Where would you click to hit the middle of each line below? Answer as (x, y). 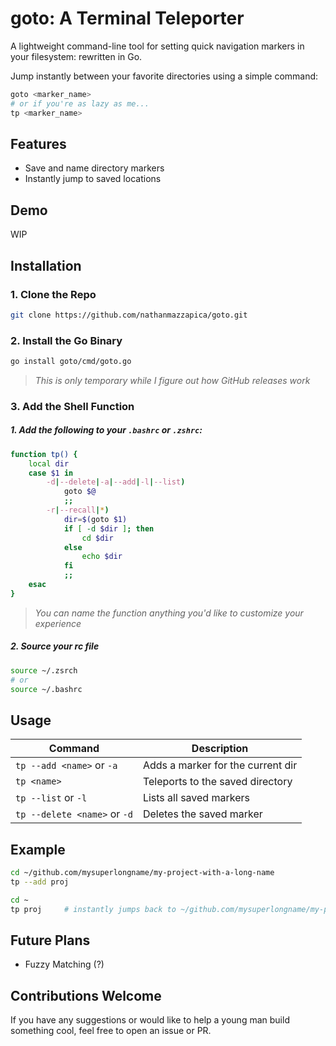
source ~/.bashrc (46, 689)
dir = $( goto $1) (95, 519)
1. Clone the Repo (53, 294)
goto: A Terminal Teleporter (127, 18)
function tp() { (44, 454)
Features (38, 143)
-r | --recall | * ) (78, 510)
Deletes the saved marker (202, 814)
